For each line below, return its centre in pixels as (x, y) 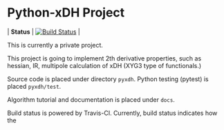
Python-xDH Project (66, 13)
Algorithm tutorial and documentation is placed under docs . (91, 99)
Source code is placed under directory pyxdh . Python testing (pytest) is (108, 79)
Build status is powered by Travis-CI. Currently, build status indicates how (112, 113)
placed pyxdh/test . (34, 86)
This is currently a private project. (55, 45)
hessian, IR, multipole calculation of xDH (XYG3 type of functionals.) (104, 65)
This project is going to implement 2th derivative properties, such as (104, 58)
